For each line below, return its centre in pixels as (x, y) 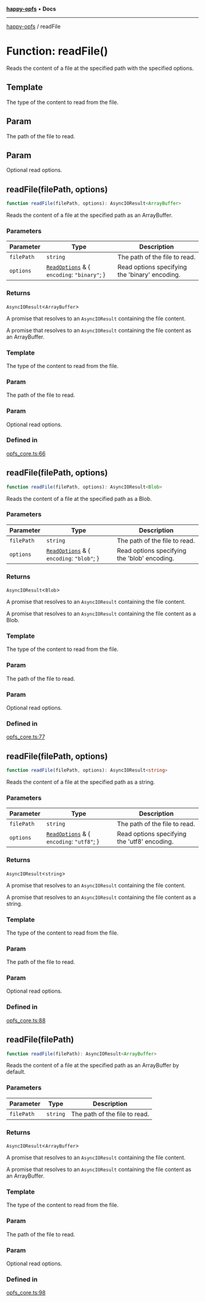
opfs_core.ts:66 (26, 453)
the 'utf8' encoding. (145, 841)
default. (16, 1072)
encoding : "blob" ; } (73, 558)
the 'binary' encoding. (149, 275)
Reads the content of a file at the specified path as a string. (81, 782)
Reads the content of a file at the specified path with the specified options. (100, 68)
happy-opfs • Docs (31, 9)
